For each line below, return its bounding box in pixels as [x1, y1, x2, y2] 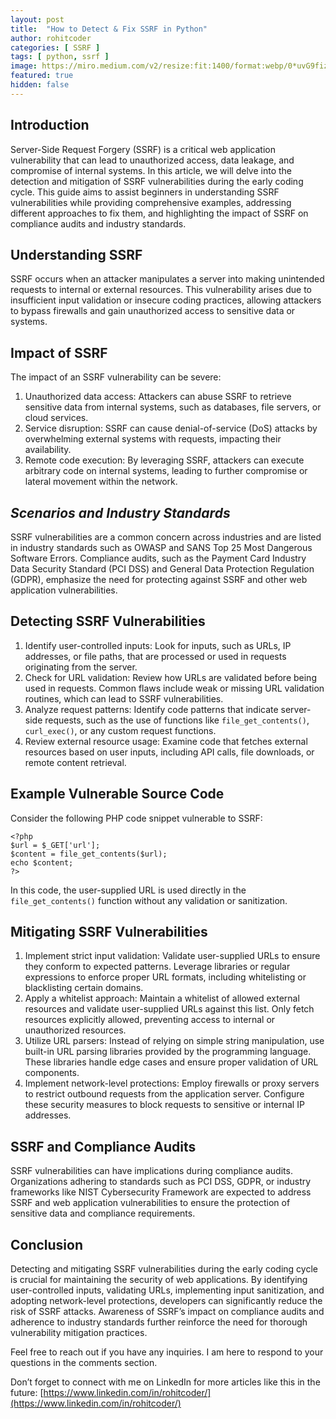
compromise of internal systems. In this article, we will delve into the [10, 164, 293, 176]
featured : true [10, 71, 74, 81]
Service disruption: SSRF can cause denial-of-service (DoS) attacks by [24, 422, 318, 435]
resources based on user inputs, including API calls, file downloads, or [24, 746, 315, 758]
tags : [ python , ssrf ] [10, 52, 110, 62]
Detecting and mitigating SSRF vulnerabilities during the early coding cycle [10, 1263, 318, 1275]
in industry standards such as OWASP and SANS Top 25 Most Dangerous [10, 542, 313, 553]
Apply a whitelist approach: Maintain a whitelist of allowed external [24, 992, 300, 1005]
